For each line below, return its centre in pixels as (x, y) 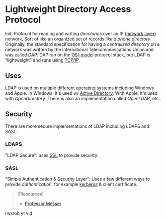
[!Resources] (30, 194)
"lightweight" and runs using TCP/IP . (43, 60)
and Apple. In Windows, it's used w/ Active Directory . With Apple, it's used (81, 93)
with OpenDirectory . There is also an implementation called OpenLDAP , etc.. (83, 98)
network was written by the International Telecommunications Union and (80, 49)
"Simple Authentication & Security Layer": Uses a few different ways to (78, 179)
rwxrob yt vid (19, 214)
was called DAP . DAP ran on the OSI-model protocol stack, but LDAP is (78, 55)
